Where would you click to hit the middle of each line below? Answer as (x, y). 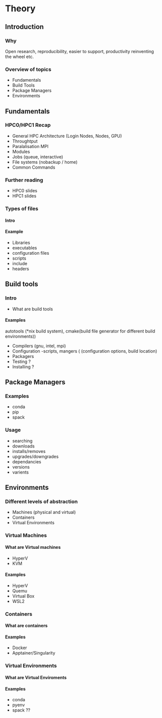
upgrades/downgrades (35, 456)
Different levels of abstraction (41, 502)
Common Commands (34, 167)
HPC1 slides (24, 196)
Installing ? (23, 366)
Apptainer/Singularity (34, 653)
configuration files (31, 253)
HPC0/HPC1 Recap (28, 125)
